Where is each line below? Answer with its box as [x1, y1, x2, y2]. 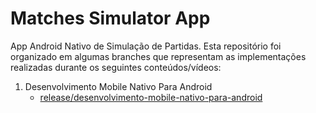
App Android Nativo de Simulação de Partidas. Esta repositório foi [10, 40, 282, 52]
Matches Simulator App [10, 7, 211, 30]
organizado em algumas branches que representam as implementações [10, 50, 307, 62]
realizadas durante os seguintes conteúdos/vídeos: [10, 61, 222, 73]
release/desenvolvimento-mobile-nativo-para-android [39, 91, 263, 103]
